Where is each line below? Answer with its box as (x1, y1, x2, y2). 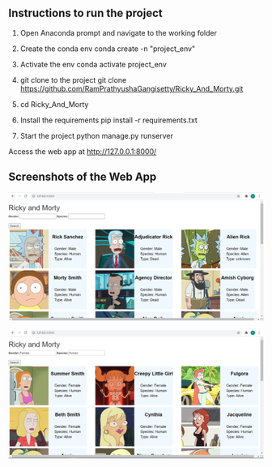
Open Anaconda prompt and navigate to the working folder (19, 28, 217, 37)
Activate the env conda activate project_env (19, 59, 168, 69)
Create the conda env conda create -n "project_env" (19, 44, 196, 54)
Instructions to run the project (8, 6, 164, 20)
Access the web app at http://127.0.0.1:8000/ (8, 146, 157, 156)
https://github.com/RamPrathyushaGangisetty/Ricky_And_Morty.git (19, 84, 244, 93)
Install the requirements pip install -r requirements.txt (19, 115, 198, 125)
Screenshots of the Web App (8, 170, 157, 184)
